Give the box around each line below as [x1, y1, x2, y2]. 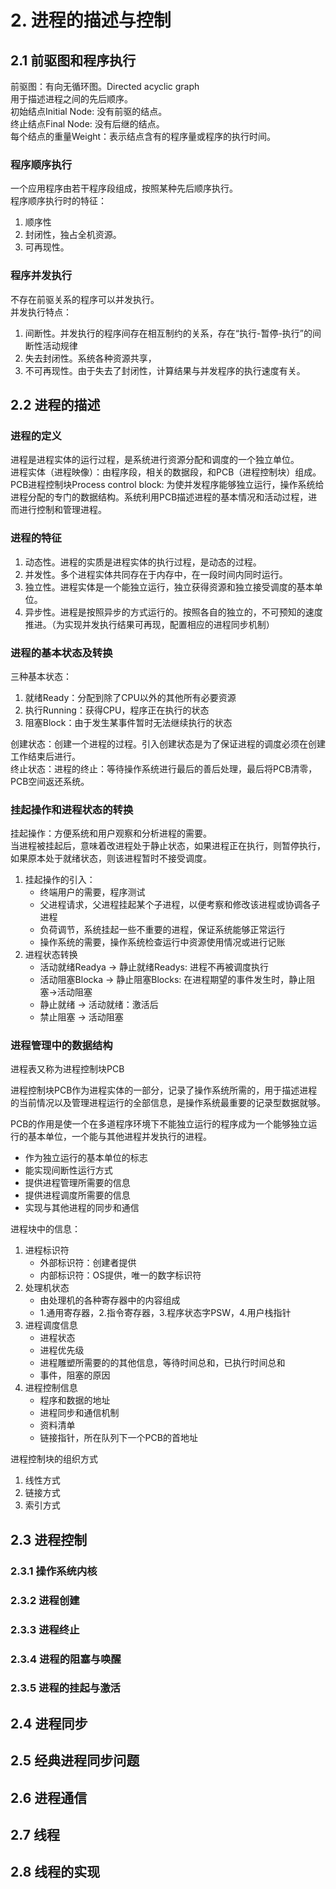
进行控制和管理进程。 [18, 504, 107, 516]
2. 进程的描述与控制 [10, 9, 172, 32]
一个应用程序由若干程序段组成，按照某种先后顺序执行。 [10, 182, 238, 195]
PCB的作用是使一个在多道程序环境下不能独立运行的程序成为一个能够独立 [10, 1118, 309, 1130]
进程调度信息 [24, 1319, 78, 1331]
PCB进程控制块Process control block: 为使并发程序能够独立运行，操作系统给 [10, 479, 325, 491]
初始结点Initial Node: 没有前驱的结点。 [10, 106, 168, 117]
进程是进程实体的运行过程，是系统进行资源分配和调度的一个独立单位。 [10, 454, 300, 466]
